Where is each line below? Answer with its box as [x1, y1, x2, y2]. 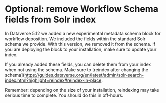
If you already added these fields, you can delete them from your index [5, 61, 151, 67]
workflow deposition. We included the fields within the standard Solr [5, 36, 146, 42]
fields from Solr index [5, 14, 96, 25]
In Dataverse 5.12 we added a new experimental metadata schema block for [5, 30, 161, 36]
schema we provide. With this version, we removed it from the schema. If [5, 41, 156, 47]
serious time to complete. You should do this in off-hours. [5, 92, 124, 98]
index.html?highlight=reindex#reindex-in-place [5, 77, 102, 83]
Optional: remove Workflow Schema [5, 3, 159, 15]
